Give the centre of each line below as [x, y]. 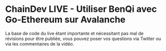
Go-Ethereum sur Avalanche [65, 20]
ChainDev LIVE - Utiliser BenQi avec [81, 9]
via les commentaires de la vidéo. [40, 44]
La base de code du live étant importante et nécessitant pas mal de [74, 33]
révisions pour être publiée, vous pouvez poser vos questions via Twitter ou [83, 39]
